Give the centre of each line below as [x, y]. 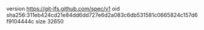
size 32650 [50, 21]
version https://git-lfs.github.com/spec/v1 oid [63, 9]
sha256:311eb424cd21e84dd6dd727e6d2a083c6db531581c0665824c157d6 [102, 15]
